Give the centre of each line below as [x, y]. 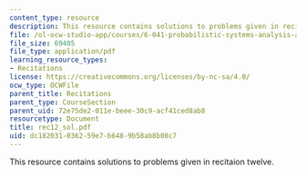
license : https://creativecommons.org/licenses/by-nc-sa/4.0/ [130, 77]
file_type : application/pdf [63, 52]
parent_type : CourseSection [63, 102]
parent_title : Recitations [61, 93]
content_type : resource [55, 18]
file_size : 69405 [42, 43]
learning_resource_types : [58, 60]
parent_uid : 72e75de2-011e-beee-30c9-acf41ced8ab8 [107, 111]
